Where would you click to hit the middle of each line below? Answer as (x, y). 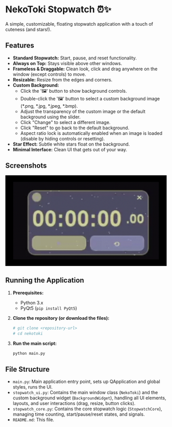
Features (20, 45)
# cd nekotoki (28, 333)
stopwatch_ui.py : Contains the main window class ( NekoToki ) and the (85, 393)
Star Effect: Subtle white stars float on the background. (71, 144)
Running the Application (45, 280)
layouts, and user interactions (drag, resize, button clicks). (74, 403)
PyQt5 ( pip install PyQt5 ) (49, 308)
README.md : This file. (34, 420)
